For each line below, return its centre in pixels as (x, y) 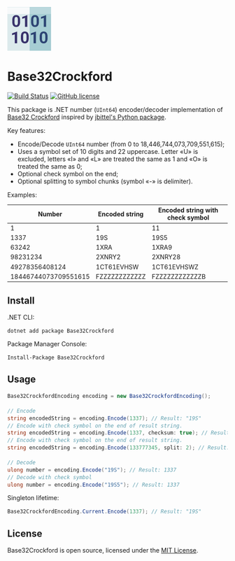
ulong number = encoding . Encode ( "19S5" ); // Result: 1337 (93, 485)
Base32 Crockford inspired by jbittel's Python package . (87, 117)
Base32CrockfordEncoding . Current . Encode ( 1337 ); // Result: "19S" (104, 512)
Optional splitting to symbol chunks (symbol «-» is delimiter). (105, 181)
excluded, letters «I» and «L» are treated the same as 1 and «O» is (112, 159)
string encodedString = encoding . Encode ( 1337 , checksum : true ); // (108, 433)
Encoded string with (188, 211)
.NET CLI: (21, 318)
